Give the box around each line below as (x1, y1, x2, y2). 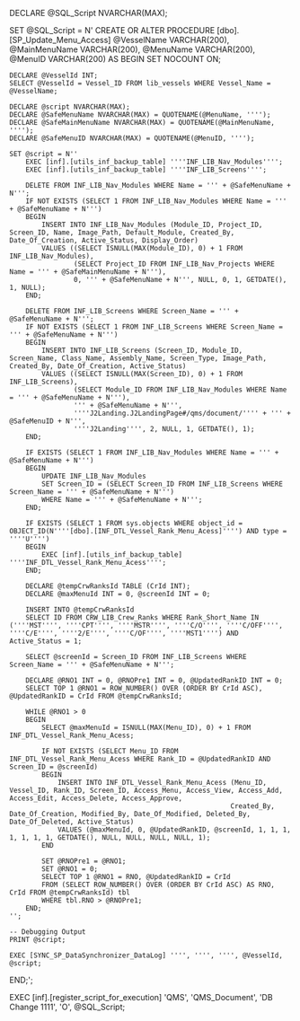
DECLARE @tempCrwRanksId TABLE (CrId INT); (25, 582, 191, 591)
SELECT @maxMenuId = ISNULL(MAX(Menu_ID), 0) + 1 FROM (41, 723, 251, 732)
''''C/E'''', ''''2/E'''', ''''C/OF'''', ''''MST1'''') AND (9, 629, 240, 638)
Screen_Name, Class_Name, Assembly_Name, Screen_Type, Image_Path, (9, 354, 268, 363)
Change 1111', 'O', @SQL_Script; (9, 1001, 126, 1012)
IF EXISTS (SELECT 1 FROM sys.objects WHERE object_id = (25, 519, 243, 528)
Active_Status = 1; (9, 637, 83, 646)
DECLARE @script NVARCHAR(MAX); (9, 102, 130, 111)
